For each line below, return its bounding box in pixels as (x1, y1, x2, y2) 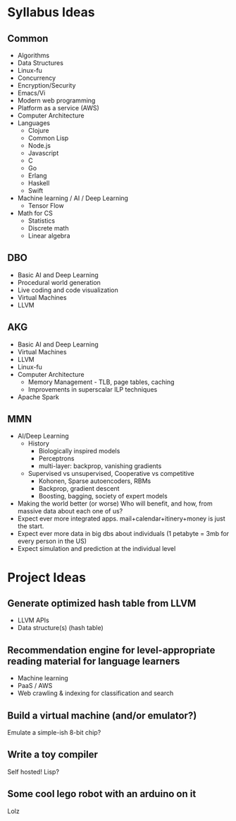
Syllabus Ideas (7, 4, 95, 21)
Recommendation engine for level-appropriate (7, 644, 216, 656)
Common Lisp (27, 134, 69, 142)
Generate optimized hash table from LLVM (7, 598, 197, 610)
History (27, 439, 49, 448)
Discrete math (27, 224, 69, 232)
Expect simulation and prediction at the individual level (17, 545, 176, 553)
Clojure (27, 127, 49, 134)
